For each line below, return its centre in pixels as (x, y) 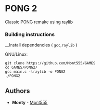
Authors (18, 91)
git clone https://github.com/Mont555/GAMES (50, 63)
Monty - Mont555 (30, 103)
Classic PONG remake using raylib (39, 22)
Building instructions (30, 34)
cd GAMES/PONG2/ (21, 68)
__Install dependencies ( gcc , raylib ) (41, 45)
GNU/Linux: (16, 54)
